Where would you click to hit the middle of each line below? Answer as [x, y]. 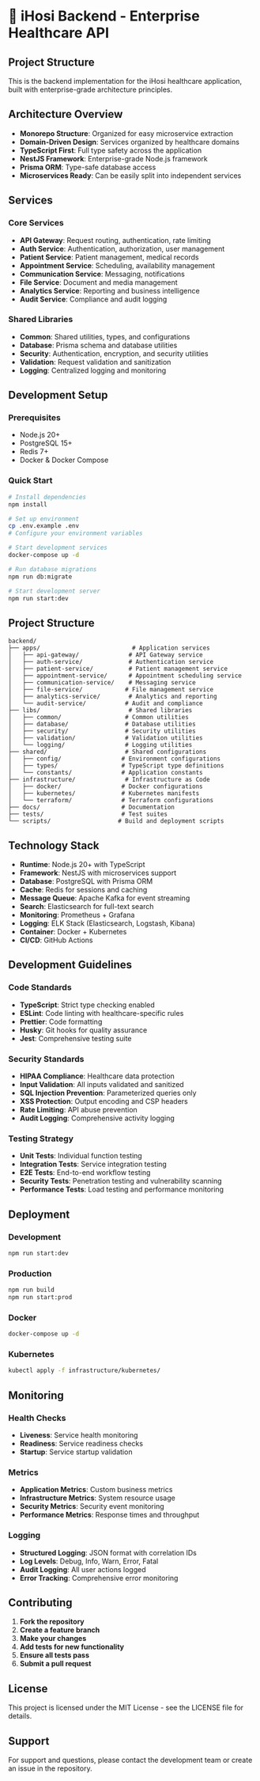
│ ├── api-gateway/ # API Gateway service [106, 655]
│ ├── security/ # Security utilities [102, 731]
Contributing [40, 1603]
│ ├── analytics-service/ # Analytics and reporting [113, 697]
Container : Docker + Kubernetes [73, 932]
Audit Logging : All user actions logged [83, 1569]
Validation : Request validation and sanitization [95, 362]
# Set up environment [44, 519]
